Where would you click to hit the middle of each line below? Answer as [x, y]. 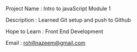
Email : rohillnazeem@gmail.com [46, 43]
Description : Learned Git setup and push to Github [68, 20]
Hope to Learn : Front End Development [54, 31]
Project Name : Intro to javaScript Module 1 [58, 9]
